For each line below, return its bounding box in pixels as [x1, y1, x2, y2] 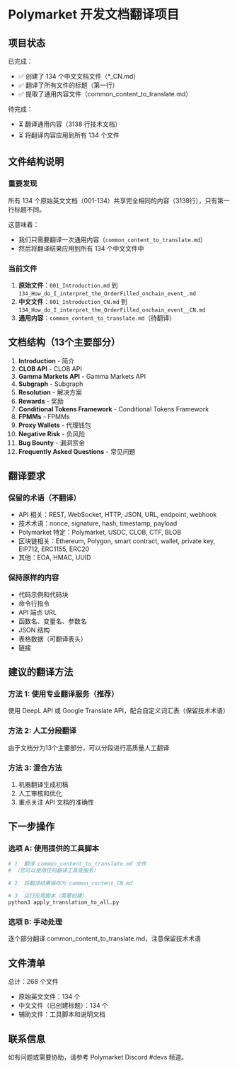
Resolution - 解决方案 [18, 387, 82, 397]
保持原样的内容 [8, 573, 59, 583]
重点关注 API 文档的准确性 [18, 798, 95, 807]
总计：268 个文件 [8, 977, 59, 986]
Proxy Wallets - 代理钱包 [18, 421, 91, 429]
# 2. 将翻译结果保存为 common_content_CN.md [8, 880, 133, 887]
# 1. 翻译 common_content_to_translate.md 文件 [8, 860, 147, 868]
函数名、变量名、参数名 [18, 617, 87, 625]
